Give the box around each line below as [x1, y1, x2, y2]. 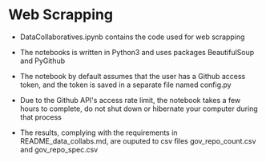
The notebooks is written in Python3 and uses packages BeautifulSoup [19, 47, 255, 57]
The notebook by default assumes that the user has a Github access [19, 71, 246, 81]
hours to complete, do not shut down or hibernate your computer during [19, 104, 258, 113]
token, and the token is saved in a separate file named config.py [19, 80, 232, 89]
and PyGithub [19, 56, 66, 65]
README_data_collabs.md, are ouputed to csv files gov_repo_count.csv [19, 136, 256, 145]
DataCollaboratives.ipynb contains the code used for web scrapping [19, 32, 245, 41]
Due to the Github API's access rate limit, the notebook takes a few [19, 95, 241, 105]
